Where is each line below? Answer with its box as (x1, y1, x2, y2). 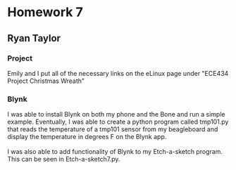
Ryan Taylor (7, 32, 61, 44)
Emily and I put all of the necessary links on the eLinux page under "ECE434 (7, 69, 229, 77)
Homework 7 (7, 4, 83, 20)
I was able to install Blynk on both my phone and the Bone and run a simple (7, 110, 225, 119)
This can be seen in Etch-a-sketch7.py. (7, 155, 120, 164)
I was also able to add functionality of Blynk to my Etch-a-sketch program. (7, 148, 223, 156)
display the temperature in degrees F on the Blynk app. (7, 133, 167, 141)
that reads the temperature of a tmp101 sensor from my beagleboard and (7, 125, 218, 133)
